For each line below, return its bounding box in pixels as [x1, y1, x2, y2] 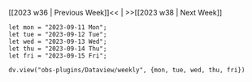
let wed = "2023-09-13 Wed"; [8, 37, 107, 45]
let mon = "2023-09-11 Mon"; [8, 24, 107, 32]
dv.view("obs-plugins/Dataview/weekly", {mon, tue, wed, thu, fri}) [8, 66, 245, 74]
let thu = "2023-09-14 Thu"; [8, 45, 107, 53]
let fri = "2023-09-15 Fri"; [8, 52, 107, 60]
